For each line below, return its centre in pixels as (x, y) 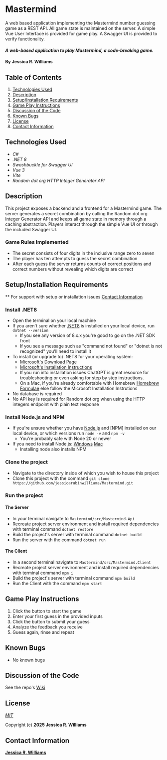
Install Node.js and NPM (35, 417)
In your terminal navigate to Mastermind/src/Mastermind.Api (74, 518)
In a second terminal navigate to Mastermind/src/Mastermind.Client (82, 562)
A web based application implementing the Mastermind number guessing (80, 23)
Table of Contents (34, 77)
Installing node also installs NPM (53, 449)
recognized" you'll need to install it (55, 351)
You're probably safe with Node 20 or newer (65, 439)
